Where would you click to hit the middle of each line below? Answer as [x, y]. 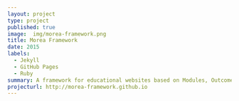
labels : [19, 54]
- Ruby [23, 73]
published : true [31, 27]
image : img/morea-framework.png [57, 34]
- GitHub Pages [36, 67]
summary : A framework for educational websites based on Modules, [108, 80]
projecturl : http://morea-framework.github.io [78, 87]
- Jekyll [27, 60]
